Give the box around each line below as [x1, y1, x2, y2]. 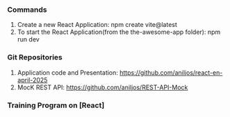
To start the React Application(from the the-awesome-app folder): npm [17, 28, 221, 36]
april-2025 [17, 75, 48, 84]
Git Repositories [7, 53, 63, 62]
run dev [17, 35, 40, 44]
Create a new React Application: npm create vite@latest [17, 21, 177, 29]
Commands [7, 5, 47, 15]
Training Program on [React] [7, 100, 105, 110]
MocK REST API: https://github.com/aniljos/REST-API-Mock [17, 83, 188, 91]
